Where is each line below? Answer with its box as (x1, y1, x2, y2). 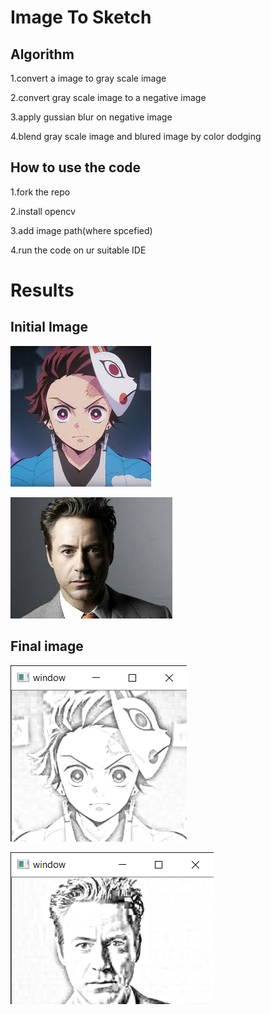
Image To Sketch (10, 6, 152, 29)
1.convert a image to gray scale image (10, 72, 167, 84)
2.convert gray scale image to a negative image (10, 92, 207, 103)
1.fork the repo (10, 186, 71, 198)
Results (10, 279, 75, 301)
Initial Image (10, 319, 88, 336)
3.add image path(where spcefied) (10, 224, 153, 236)
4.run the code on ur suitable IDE (10, 244, 147, 256)
